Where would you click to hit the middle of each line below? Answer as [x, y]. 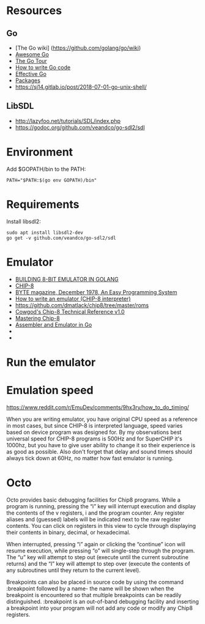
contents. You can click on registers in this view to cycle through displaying [101, 526]
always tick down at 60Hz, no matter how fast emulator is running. [90, 458]
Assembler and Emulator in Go [54, 324]
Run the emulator [51, 362]
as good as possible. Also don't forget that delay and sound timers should [99, 451]
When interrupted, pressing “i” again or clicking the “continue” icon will [96, 544]
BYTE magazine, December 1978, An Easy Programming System [96, 292]
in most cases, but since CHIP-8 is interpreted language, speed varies [95, 425]
